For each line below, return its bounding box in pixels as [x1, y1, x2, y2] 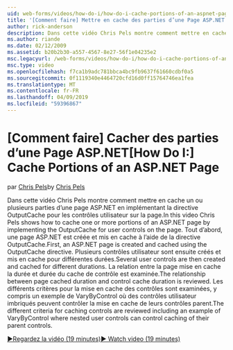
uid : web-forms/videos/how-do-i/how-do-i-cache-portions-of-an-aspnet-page [7, 10, 231, 17]
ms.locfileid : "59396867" [7, 100, 82, 107]
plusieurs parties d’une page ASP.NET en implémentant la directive [7, 203, 199, 211]
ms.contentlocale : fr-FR [7, 87, 79, 94]
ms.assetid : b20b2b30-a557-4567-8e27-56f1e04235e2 [7, 49, 157, 56]
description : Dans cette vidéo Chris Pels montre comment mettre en [7, 29, 209, 37]
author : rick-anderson [7, 23, 73, 30]
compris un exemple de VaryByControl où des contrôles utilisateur [7, 292, 197, 300]
